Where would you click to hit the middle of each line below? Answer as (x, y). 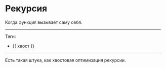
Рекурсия (26, 9)
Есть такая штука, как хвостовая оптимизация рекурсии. (65, 60)
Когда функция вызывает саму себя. (44, 22)
